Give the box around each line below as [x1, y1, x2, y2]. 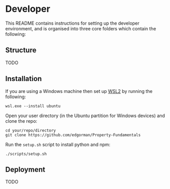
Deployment [5, 165, 46, 174]
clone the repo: [5, 118, 37, 124]
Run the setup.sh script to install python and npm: [5, 141, 111, 147]
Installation [5, 74, 42, 83]
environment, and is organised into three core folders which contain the [5, 25, 156, 31]
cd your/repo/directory [5, 128, 56, 133]
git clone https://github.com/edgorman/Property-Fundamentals [5, 132, 141, 138]
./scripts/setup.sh [5, 151, 47, 157]
